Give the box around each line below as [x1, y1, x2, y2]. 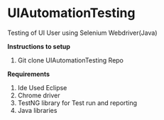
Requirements [7, 70, 50, 78]
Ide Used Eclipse [17, 83, 67, 92]
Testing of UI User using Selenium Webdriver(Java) [7, 28, 158, 37]
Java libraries [17, 106, 58, 114]
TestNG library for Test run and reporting [17, 98, 137, 107]
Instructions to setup [7, 42, 71, 50]
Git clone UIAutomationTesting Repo [17, 55, 124, 65]
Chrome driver [17, 91, 60, 99]
